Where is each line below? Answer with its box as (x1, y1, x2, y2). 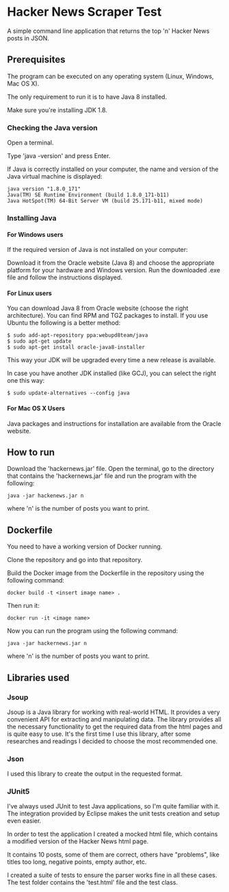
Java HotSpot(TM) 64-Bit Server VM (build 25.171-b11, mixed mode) (7, 198, 204, 205)
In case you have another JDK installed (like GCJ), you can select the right (7, 369, 217, 377)
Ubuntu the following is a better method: (7, 319, 121, 327)
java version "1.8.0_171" (7, 186, 81, 192)
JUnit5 (7, 787, 30, 796)
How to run (7, 446, 55, 458)
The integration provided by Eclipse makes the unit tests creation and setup (7, 809, 220, 818)
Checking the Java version (7, 123, 98, 132)
